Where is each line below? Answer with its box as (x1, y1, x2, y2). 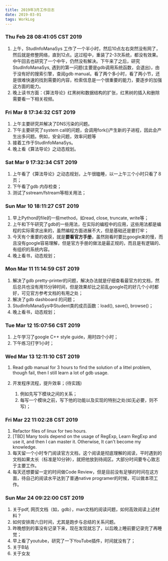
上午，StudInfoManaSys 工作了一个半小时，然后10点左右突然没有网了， (12, 45, 160, 51)
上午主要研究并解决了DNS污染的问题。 (12, 120, 93, 126)
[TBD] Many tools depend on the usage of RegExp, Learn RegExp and (12, 433, 157, 439)
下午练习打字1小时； (12, 340, 54, 346)
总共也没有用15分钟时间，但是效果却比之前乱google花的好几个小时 (17, 284, 154, 290)
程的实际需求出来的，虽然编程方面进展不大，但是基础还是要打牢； (12, 227, 149, 233)
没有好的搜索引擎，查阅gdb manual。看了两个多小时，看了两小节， (17, 71, 156, 77)
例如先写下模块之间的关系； (20, 391, 78, 397)
